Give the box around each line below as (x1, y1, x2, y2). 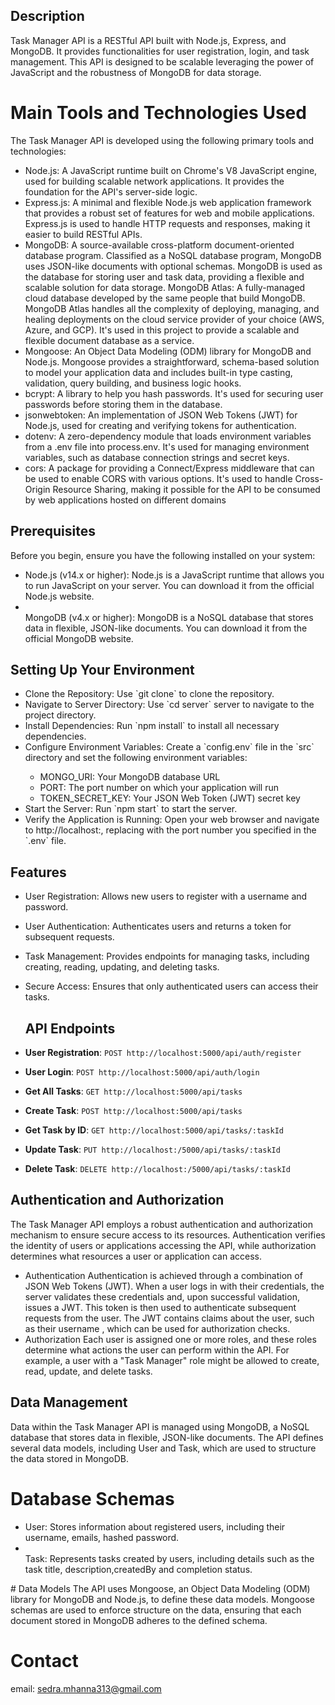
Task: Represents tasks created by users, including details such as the (24, 1552, 315, 1564)
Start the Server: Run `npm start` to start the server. (24, 803, 238, 815)
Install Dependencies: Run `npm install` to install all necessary (24, 720, 280, 732)
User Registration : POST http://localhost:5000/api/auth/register (24, 1047, 302, 1058)
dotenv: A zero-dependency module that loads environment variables (24, 430, 312, 442)
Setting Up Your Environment (10, 661, 195, 678)
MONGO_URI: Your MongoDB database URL (39, 771, 221, 783)
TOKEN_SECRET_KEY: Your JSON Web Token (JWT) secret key (39, 792, 301, 804)
